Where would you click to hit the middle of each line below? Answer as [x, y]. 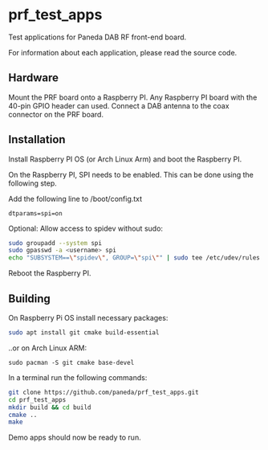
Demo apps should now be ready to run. [75, 438]
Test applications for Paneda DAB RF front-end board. [97, 37]
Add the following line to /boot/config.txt [75, 198]
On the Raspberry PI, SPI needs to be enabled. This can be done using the [131, 174]
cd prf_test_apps [37, 399]
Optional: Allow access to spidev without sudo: [85, 228]
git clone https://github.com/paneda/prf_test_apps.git [104, 392]
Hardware [33, 78]
